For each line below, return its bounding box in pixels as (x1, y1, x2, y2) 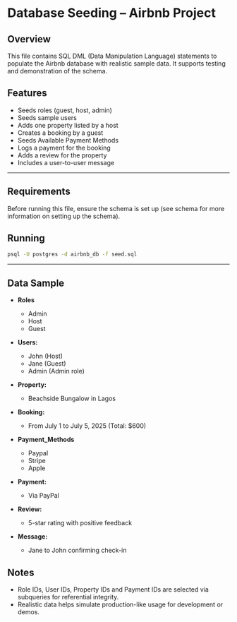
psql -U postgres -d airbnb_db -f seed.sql (7, 251, 138, 258)
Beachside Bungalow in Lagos (28, 394, 116, 403)
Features (7, 87, 47, 100)
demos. (17, 607, 40, 616)
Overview (7, 33, 51, 45)
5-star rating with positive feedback (28, 519, 133, 527)
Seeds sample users (17, 113, 78, 121)
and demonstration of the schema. (7, 67, 108, 75)
